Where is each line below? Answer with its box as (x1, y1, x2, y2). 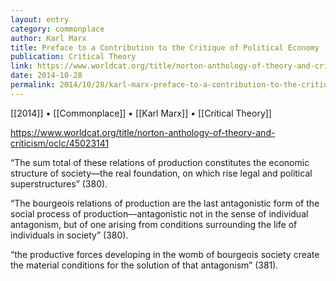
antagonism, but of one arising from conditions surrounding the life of (10, 218, 298, 230)
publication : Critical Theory (10, 52, 137, 62)
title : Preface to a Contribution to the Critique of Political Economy (10, 42, 320, 53)
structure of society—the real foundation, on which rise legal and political (10, 167, 313, 179)
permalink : (10, 80, 56, 90)
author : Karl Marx (10, 33, 87, 43)
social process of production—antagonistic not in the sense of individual (10, 207, 309, 220)
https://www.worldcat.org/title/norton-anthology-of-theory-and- (10, 126, 276, 138)
